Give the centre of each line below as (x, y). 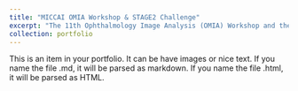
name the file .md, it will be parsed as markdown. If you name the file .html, (146, 68)
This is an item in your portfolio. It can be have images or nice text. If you (142, 59)
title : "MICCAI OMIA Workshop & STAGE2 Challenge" (105, 17)
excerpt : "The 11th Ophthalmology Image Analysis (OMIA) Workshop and (142, 26)
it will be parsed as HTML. (57, 78)
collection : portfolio (51, 34)
